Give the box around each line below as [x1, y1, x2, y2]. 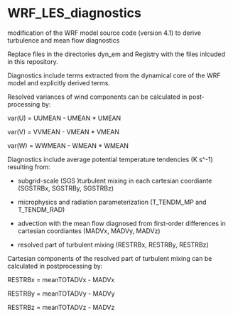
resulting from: [7, 162, 51, 171]
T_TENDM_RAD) [17, 205, 65, 214]
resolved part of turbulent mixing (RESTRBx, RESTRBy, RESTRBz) [17, 240, 210, 249]
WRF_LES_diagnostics [7, 5, 142, 21]
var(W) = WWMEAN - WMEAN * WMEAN [7, 141, 129, 150]
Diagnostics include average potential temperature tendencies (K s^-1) [7, 155, 213, 163]
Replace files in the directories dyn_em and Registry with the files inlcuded [7, 50, 226, 58]
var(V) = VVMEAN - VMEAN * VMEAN [7, 127, 119, 136]
